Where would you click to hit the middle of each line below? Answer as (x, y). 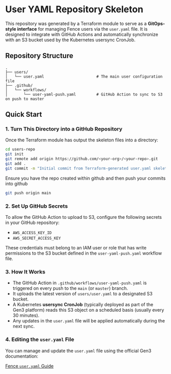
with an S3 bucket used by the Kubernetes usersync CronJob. (70, 40)
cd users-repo (20, 149)
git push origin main (28, 193)
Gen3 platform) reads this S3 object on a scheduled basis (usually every (88, 310)
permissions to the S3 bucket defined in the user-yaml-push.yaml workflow (83, 253)
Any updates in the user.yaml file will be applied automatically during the (89, 321)
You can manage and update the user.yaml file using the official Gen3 (78, 351)
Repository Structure (39, 56)
